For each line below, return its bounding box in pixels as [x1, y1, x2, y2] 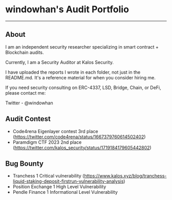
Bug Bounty [5, 159, 44, 168]
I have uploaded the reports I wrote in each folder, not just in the [5, 69, 141, 75]
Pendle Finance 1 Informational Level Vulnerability [12, 189, 118, 195]
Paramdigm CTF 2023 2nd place [12, 139, 82, 145]
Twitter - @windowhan [5, 100, 54, 106]
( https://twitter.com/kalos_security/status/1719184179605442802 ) [12, 144, 152, 150]
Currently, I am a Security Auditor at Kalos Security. [5, 59, 114, 65]
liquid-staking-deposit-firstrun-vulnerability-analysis [12, 178, 124, 185]
